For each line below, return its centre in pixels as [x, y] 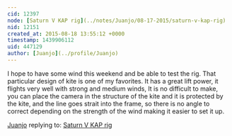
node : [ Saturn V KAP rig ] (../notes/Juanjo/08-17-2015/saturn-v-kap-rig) [117, 21]
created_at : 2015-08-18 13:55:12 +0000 [66, 34]
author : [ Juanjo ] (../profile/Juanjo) [63, 54]
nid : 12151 [23, 27]
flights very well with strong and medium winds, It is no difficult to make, [112, 89]
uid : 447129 [25, 47]
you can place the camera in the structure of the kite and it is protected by [116, 96]
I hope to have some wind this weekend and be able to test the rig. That [112, 73]
